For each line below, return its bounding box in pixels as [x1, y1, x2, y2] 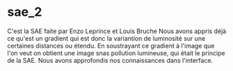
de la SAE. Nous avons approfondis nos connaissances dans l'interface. [7, 56, 214, 64]
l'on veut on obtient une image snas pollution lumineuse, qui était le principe [7, 49, 225, 57]
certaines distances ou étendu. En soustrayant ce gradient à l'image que [7, 41, 215, 50]
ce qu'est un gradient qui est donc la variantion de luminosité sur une [7, 34, 206, 42]
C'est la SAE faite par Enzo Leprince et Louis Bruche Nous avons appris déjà [7, 27, 227, 35]
